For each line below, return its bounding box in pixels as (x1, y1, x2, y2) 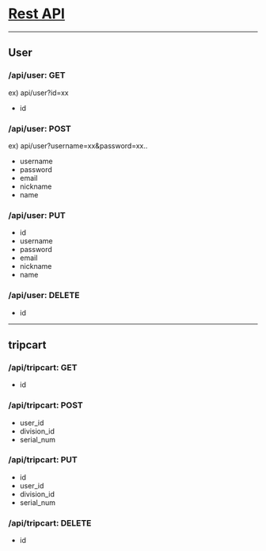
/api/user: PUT (8, 209, 66, 220)
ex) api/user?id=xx (8, 88, 69, 98)
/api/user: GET (8, 70, 66, 81)
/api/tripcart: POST (8, 400, 83, 411)
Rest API (8, 5, 66, 23)
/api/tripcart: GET (8, 362, 78, 373)
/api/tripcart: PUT (8, 454, 78, 465)
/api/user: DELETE (8, 290, 80, 301)
